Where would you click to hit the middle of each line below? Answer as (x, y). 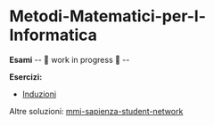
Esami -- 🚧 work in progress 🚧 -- (70, 59)
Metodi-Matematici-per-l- (108, 16)
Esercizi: (26, 76)
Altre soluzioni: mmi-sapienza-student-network (96, 111)
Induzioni (39, 94)
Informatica (53, 35)
